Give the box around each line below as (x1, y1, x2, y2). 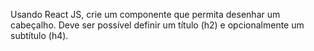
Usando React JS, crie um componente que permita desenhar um (10, 9, 281, 20)
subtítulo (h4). (10, 30, 69, 41)
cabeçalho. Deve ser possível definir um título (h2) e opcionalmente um (10, 19, 305, 31)
